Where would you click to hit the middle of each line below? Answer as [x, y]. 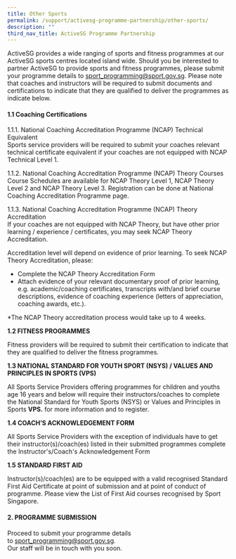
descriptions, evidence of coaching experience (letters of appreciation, [120, 297]
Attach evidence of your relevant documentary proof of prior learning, [118, 281]
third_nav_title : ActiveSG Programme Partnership [81, 33]
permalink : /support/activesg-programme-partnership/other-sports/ [108, 20]
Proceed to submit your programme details [69, 533]
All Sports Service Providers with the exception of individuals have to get [112, 437]
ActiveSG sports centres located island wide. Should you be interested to [113, 61]
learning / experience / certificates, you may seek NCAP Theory [100, 232]
